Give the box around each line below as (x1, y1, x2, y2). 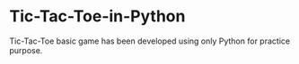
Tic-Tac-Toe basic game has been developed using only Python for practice (9, 36, 290, 46)
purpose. (9, 44, 43, 55)
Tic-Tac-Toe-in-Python (9, 6, 186, 27)
